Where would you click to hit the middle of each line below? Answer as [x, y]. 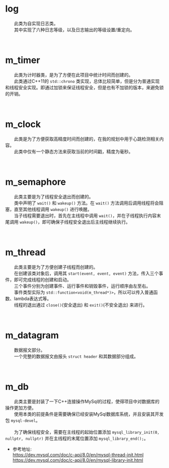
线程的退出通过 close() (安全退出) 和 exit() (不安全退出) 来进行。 [81, 305]
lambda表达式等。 [33, 298]
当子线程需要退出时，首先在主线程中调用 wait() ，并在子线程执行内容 [86, 216]
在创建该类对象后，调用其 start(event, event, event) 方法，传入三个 [87, 273]
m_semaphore [36, 182]
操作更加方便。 [21, 407]
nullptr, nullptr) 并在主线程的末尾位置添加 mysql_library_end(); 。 [77, 438]
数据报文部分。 [30, 350]
